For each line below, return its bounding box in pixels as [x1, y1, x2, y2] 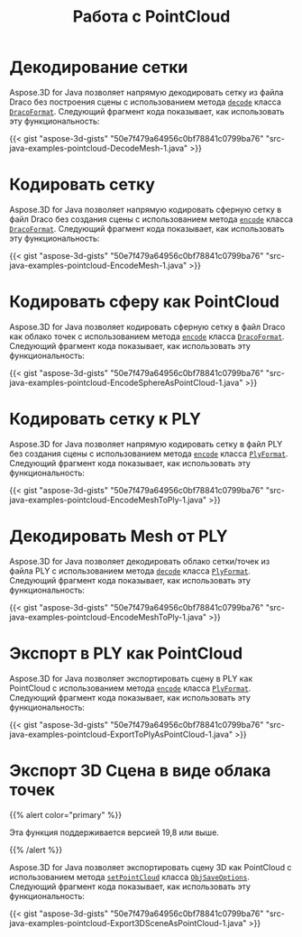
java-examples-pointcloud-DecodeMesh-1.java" [9, 142, 188, 153]
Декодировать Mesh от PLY [9, 526, 228, 547]
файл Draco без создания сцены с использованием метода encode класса [9, 214, 294, 225]
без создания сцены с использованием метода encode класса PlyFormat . [9, 448, 288, 459]
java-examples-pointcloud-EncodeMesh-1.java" [9, 260, 188, 271]
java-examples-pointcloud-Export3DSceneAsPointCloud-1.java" [9, 917, 247, 928]
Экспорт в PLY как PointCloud [9, 643, 243, 664]
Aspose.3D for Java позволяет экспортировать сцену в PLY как [9, 673, 253, 684]
